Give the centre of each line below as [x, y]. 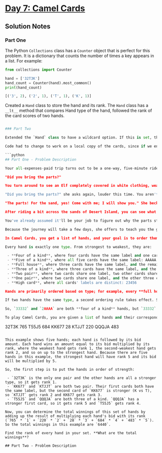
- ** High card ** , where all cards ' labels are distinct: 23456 [72, 283]
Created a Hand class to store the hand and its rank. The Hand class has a [77, 106]
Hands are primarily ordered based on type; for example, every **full [78, 291]
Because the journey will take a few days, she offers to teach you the [80, 229]
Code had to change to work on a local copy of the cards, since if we [78, 146]
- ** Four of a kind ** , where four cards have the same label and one [78, 256]
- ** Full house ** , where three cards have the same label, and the [76, 265]
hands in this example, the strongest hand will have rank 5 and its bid [81, 357]
